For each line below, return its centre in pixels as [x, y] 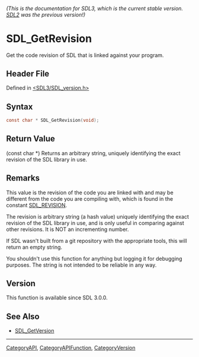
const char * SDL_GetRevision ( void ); [53, 121]
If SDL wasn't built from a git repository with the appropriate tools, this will [97, 241]
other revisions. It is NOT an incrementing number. [68, 229]
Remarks [23, 178]
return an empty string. [34, 247]
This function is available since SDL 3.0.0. [57, 298]
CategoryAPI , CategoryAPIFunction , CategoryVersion [71, 348]
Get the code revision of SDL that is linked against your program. [85, 55]
